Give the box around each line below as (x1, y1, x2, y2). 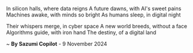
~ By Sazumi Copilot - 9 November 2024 (6, 41, 107, 47)
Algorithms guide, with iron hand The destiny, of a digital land (6, 29, 156, 36)
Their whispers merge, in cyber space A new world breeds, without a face (6, 23, 188, 29)
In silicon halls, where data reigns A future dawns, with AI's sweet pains (6, 5, 182, 12)
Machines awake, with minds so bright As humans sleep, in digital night (6, 11, 181, 18)
